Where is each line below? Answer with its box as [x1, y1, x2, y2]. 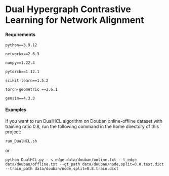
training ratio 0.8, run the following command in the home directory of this [5, 123, 159, 129]
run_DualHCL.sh [5, 138, 37, 144]
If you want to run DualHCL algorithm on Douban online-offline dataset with [5, 118, 163, 124]
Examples [5, 107, 27, 113]
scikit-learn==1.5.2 [5, 78, 49, 83]
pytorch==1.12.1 [5, 69, 39, 75]
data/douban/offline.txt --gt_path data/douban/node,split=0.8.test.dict [5, 161, 164, 167]
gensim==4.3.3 [5, 96, 35, 101]
